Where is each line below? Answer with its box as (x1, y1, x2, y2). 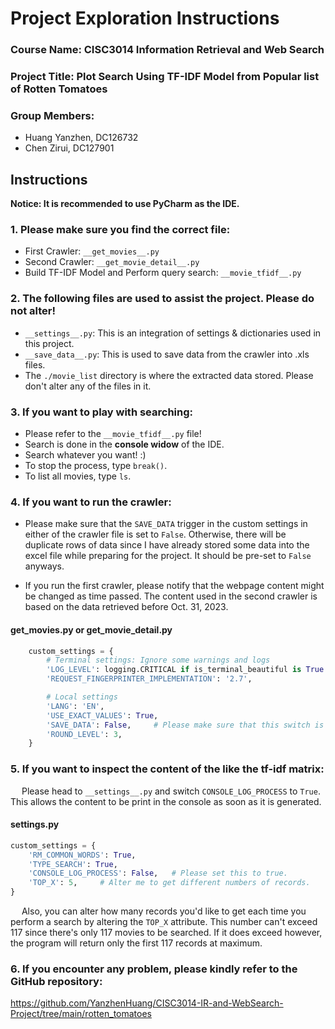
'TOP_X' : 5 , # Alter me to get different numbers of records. (28, 878, 311, 888)
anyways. (24, 560, 65, 572)
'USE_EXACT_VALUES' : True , (46, 710, 159, 721)
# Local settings (46, 692, 118, 702)
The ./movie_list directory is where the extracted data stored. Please (24, 369, 314, 381)
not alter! (10, 304, 57, 318)
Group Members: (10, 108, 95, 122)
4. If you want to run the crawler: (10, 495, 172, 509)
